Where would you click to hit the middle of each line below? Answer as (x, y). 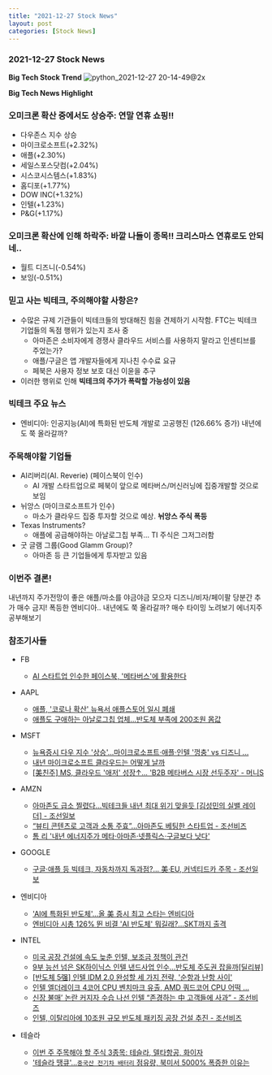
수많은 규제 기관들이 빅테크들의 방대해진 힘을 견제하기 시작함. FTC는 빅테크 (138, 320)
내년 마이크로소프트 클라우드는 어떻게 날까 (99, 762)
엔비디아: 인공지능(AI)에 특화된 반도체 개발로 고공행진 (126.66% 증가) (130, 423)
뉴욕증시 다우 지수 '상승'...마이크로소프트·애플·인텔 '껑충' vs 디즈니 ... (140, 752)
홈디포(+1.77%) (45, 185)
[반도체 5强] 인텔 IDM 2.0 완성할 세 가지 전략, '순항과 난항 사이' (132, 977)
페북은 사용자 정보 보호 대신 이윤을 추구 (94, 371)
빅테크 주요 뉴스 (37, 404)
